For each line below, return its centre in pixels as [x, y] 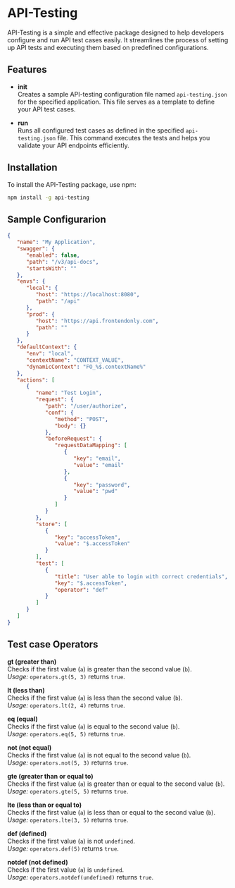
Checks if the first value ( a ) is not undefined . [71, 841]
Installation [32, 168]
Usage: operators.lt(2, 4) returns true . [66, 705]
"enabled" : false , [53, 255]
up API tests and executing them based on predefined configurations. [108, 47]
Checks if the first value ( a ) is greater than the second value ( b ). [100, 669]
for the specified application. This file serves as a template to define [116, 102]
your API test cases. [46, 109]
